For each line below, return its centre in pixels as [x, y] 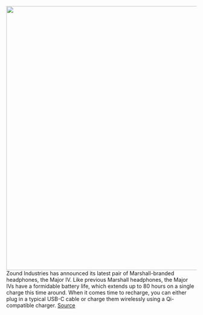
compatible [20, 305]
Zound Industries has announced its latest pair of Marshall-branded [90, 273]
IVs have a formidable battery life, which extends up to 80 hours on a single [100, 286]
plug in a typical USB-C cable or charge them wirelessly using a [85, 299]
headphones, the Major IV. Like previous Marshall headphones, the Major [97, 280]
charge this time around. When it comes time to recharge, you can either [97, 292]
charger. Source [55, 305]
